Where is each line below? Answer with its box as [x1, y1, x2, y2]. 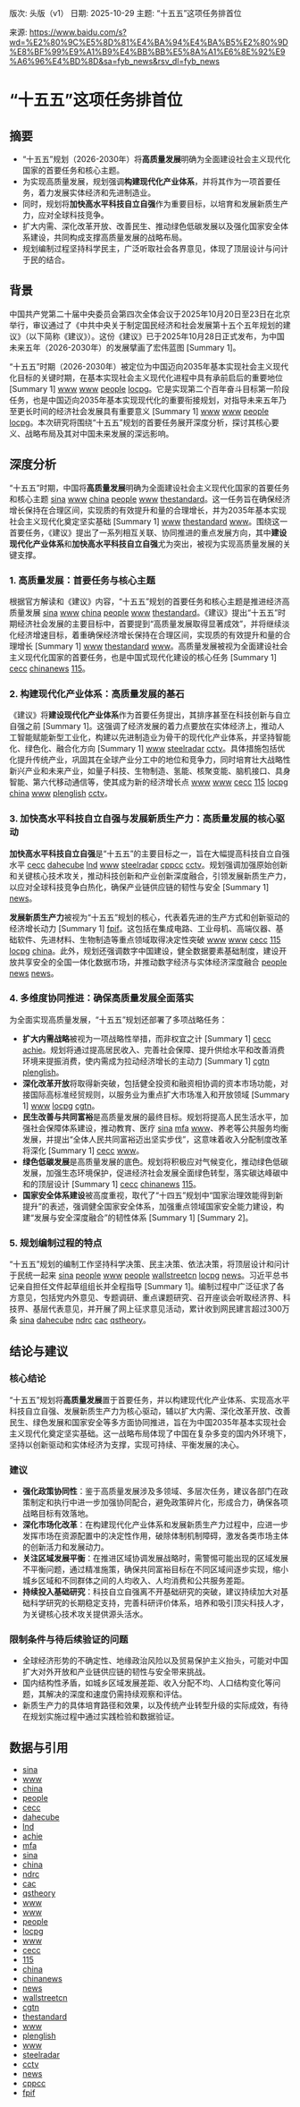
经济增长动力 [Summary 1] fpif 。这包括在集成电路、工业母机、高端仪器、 [9, 922, 277, 933]
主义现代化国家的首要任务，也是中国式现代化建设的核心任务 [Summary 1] [9, 651, 277, 662]
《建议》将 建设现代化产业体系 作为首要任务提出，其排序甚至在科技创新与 [9, 709, 275, 720]
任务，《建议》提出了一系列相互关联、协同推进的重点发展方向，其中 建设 [24, 527, 287, 538]
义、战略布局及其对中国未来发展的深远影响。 [9, 428, 174, 438]
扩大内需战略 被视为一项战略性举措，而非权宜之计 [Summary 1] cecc [21, 1032, 271, 1044]
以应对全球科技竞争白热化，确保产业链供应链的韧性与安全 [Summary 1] [9, 881, 270, 892]
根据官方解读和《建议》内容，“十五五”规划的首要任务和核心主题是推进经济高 [9, 596, 290, 607]
